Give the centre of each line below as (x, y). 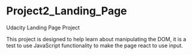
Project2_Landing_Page (67, 11)
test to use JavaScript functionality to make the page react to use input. (94, 45)
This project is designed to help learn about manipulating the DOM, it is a (96, 39)
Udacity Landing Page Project (43, 27)
